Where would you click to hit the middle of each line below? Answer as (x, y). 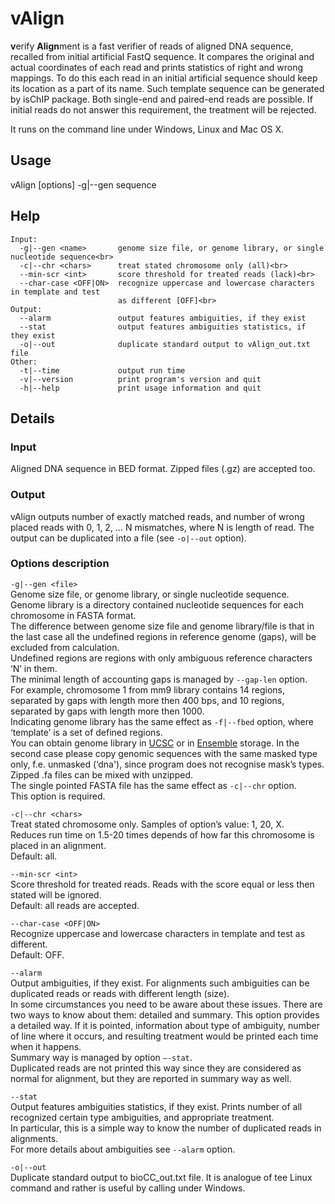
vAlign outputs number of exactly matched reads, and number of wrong (157, 516)
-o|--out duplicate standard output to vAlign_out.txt (165, 344)
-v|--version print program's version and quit (140, 379)
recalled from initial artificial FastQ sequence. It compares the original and (162, 56)
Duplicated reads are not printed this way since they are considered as (156, 1068)
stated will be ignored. (56, 894)
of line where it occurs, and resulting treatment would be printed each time (164, 1036)
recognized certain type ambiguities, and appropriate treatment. (142, 1117)
